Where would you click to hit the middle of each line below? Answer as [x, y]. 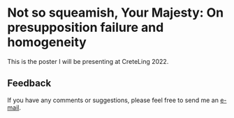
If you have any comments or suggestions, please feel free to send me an [113, 100]
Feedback [29, 84]
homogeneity [47, 42]
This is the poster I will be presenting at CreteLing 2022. [88, 61]
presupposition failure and [86, 27]
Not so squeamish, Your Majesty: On [116, 13]
